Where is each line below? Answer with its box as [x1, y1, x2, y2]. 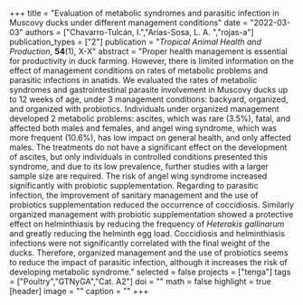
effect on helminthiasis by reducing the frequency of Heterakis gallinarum [9, 218, 285, 229]
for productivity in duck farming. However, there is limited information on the [9, 56, 294, 66]
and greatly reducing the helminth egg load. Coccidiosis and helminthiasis [9, 228, 285, 238]
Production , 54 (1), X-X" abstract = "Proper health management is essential [9, 46, 288, 57]
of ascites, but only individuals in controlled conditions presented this [9, 152, 269, 162]
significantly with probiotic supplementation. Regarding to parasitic [9, 180, 260, 190]
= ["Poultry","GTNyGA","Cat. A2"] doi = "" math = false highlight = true [9, 276, 271, 287]
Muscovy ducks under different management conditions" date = [9, 17, 249, 28]
